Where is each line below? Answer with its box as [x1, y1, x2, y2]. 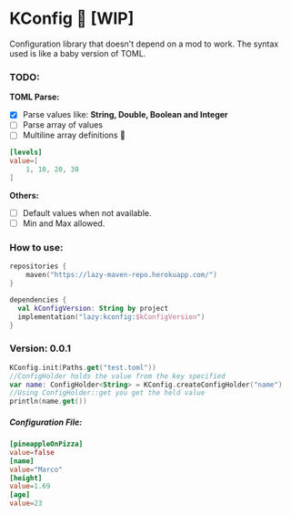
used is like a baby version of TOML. [9, 47, 146, 58]
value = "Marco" [9, 465, 64, 474]
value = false [9, 448, 55, 457]
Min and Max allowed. [22, 218, 105, 229]
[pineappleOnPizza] [9, 439, 84, 449]
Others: [9, 190, 39, 201]
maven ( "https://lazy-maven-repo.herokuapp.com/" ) [25, 271, 218, 280]
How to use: [9, 241, 64, 253]
